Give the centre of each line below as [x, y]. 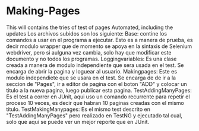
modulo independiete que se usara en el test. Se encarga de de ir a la [91, 78]
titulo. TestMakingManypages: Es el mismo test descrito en [78, 109]
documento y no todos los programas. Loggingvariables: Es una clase [91, 59]
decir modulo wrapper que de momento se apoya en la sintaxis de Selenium [99, 46]
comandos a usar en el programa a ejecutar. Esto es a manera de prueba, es [99, 40]
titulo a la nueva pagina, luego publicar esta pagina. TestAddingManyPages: [99, 90]
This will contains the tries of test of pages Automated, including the [90, 27]
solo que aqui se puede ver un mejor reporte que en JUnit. [78, 122]
